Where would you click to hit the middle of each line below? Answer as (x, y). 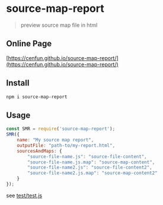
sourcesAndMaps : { (39, 151)
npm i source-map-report (37, 97)
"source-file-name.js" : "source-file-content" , (87, 156)
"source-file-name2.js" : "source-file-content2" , (90, 168)
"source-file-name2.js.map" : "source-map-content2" (93, 173)
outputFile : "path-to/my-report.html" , (66, 145)
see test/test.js (24, 195)
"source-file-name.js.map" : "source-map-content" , (91, 162)
